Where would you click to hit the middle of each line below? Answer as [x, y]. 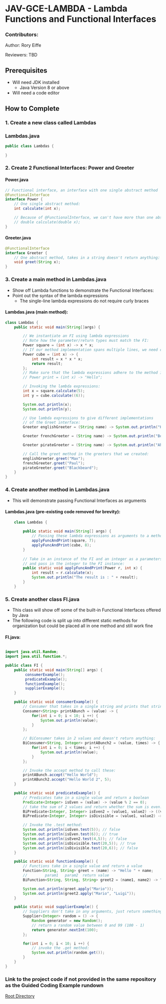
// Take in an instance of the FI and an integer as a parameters [93, 559]
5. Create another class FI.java [42, 599]
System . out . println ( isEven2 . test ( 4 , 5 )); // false [75, 839]
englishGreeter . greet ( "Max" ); [54, 458]
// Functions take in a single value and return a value [83, 866]
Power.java [17, 180]
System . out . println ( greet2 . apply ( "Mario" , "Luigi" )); [79, 893]
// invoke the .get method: [61, 948]
